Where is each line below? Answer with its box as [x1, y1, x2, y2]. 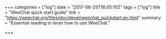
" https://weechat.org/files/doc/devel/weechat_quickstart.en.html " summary [5, 15, 161, 20]
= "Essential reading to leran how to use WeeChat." [5, 20, 111, 26]
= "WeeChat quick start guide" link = [5, 9, 81, 15]
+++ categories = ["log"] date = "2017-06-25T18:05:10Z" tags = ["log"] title [5, 4, 161, 10]
